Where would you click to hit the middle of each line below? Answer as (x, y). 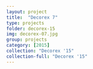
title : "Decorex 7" (32, 17)
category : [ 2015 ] (28, 46)
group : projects (27, 40)
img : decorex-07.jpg (32, 34)
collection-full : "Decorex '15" (47, 56)
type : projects (25, 23)
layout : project (27, 12)
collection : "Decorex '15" (40, 51)
